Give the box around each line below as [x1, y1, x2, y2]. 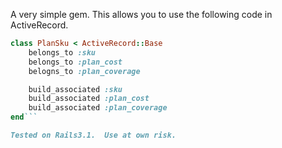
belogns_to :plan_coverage [28, 66, 141, 76]
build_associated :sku [28, 84, 123, 94]
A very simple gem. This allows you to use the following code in [10, 9, 273, 20]
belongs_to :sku [28, 47, 97, 58]
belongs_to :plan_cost [28, 57, 123, 67]
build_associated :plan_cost [28, 94, 150, 104]
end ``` [10, 112, 38, 123]
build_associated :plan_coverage [28, 103, 168, 113]
